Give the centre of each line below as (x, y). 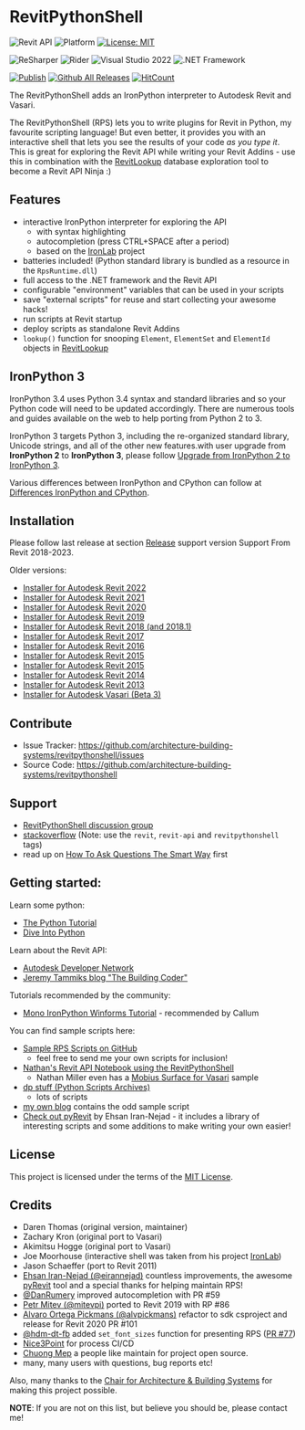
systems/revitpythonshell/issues (83, 755)
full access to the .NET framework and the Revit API (120, 279)
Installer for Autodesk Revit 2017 (83, 636)
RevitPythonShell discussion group (88, 825)
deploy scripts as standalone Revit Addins (101, 328)
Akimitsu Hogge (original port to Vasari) (97, 1246)
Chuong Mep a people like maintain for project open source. (135, 1353)
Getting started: (56, 883)
